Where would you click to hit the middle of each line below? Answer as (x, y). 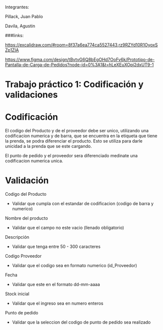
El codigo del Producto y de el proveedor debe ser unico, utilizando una (77, 131)
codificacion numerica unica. (34, 161)
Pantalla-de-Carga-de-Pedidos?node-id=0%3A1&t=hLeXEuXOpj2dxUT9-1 (80, 65)
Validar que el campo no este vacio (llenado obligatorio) (68, 228)
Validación (27, 181)
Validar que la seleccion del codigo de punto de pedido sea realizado (81, 322)
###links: (14, 35)
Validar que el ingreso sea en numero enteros (58, 303)
